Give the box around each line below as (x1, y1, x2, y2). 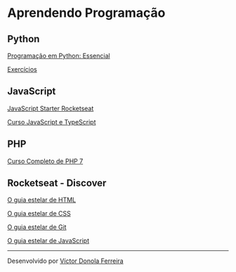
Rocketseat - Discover (7, 177, 107, 189)
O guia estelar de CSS (7, 209, 72, 218)
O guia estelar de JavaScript (7, 237, 90, 245)
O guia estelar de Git (7, 223, 67, 231)
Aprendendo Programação (7, 5, 166, 21)
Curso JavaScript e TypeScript (7, 117, 96, 126)
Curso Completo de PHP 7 (7, 157, 84, 165)
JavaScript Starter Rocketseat (7, 104, 94, 112)
